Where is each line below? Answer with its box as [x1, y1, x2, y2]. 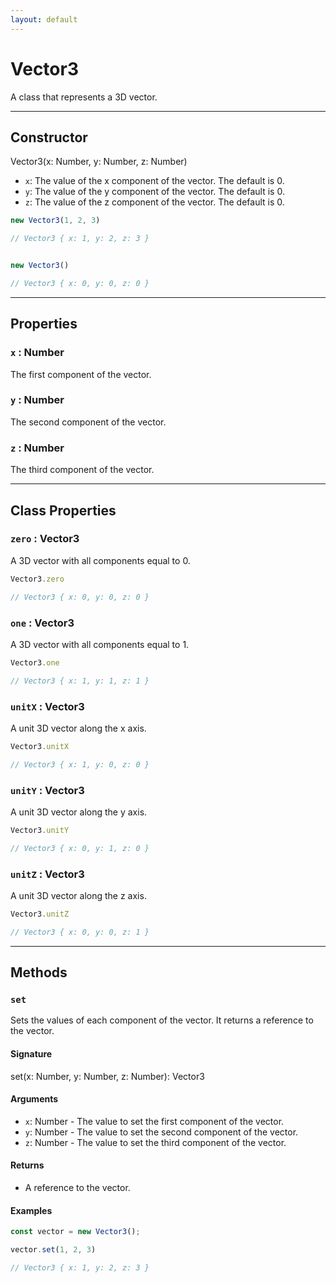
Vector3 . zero [10, 574, 65, 584]
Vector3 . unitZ [10, 909, 70, 920]
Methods [10, 964, 68, 981]
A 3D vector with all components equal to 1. [10, 638, 190, 650]
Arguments [10, 1093, 59, 1105]
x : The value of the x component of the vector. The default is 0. [24, 175, 285, 187]
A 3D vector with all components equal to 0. [10, 554, 191, 566]
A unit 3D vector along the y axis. [10, 806, 148, 818]
